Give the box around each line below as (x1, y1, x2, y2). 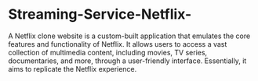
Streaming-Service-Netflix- (8, 5, 192, 23)
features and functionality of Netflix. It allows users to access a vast (8, 39, 227, 48)
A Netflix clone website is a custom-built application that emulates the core (8, 31, 251, 40)
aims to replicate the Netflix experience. (8, 64, 137, 73)
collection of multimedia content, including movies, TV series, (8, 48, 208, 57)
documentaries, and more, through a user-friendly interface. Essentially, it (8, 56, 247, 65)
